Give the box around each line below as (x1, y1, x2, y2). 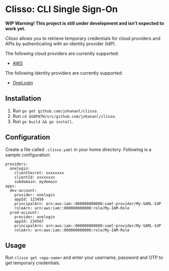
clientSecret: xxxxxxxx (14, 170, 65, 175)
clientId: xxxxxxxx (14, 175, 55, 180)
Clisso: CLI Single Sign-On (5, 4, 118, 15)
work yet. (5, 25, 26, 31)
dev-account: (10, 188, 37, 193)
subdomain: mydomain (14, 179, 58, 184)
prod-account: (10, 210, 39, 215)
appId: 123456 (14, 196, 44, 202)
